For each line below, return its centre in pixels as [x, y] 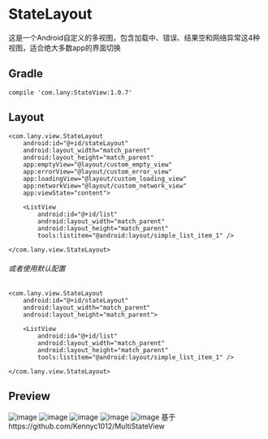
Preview [30, 396]
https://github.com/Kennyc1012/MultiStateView [86, 426]
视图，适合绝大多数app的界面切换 [65, 47]
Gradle [26, 74]
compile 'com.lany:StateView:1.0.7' [70, 93]
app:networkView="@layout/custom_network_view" [105, 186]
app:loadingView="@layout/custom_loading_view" [105, 179]
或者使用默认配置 [37, 269]
